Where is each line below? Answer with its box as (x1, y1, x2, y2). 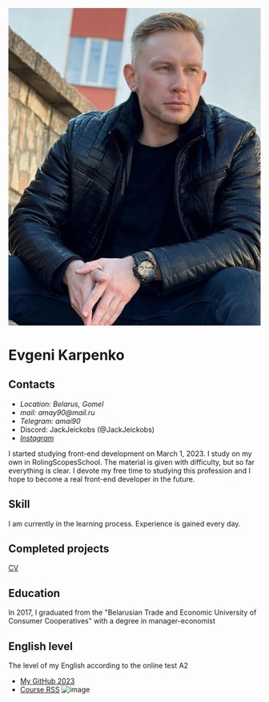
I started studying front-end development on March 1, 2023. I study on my (8, 449, 252, 458)
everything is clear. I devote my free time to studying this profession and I (8, 466, 251, 475)
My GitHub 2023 (19, 676, 75, 686)
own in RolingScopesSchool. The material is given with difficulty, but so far (8, 457, 255, 466)
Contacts (8, 377, 56, 392)
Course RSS (19, 685, 60, 695)
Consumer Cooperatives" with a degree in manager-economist (8, 616, 216, 626)
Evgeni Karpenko (8, 345, 125, 364)
